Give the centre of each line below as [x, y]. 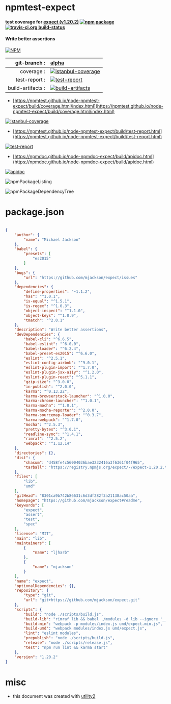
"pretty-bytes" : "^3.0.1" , [52, 429]
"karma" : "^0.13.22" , [47, 391]
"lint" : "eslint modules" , [52, 633]
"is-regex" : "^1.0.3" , [48, 306]
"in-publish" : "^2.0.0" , [50, 387]
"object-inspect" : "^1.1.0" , [54, 311]
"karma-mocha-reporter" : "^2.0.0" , [61, 410]
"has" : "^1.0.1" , [42, 297]
